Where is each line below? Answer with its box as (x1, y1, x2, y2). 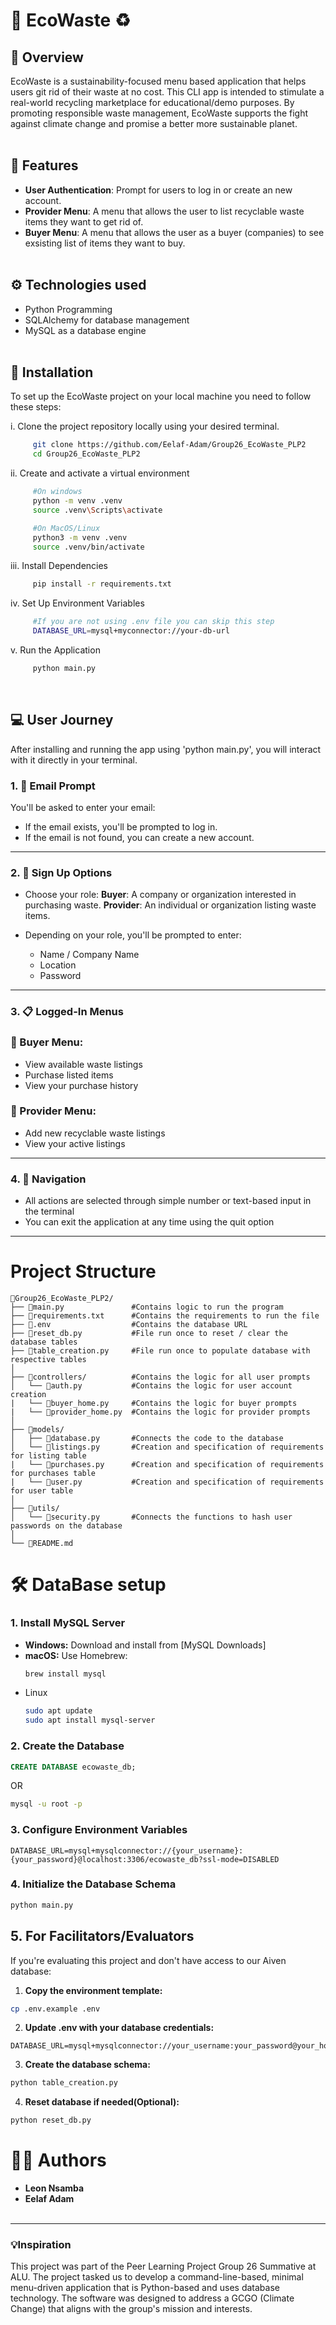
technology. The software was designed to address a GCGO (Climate (10, 2292, 295, 2304)
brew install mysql (24, 1669, 107, 1679)
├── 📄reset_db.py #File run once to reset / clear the (10, 1329, 288, 1339)
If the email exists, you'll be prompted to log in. (24, 821, 218, 833)
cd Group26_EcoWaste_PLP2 (32, 449, 141, 459)
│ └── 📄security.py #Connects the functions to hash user (10, 1512, 293, 1523)
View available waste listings (24, 1058, 143, 1070)
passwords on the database (10, 1521, 123, 1531)
